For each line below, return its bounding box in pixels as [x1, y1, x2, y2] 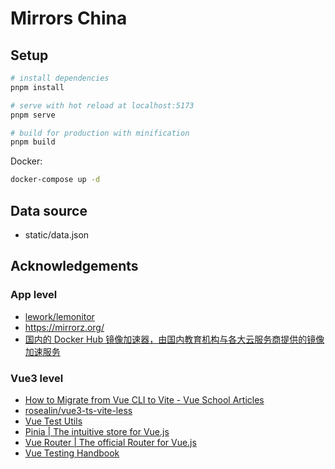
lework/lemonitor [24, 310, 95, 322]
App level [10, 288, 58, 302]
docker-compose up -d [10, 175, 101, 185]
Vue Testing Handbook [24, 447, 120, 459]
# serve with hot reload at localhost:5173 [10, 100, 195, 111]
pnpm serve [10, 110, 56, 120]
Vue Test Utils [24, 415, 83, 427]
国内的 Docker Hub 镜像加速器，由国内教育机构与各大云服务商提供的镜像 [24, 333, 325, 345]
